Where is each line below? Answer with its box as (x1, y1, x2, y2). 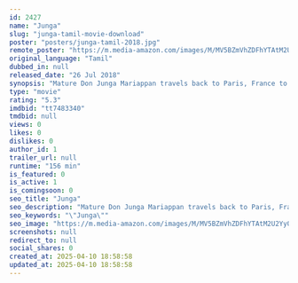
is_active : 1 (9, 178, 58, 187)
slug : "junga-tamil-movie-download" (9, 29, 145, 38)
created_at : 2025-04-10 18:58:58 (9, 252, 133, 262)
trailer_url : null (9, 153, 77, 162)
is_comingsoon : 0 (9, 186, 74, 195)
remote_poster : (9, 46, 66, 55)
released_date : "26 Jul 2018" (9, 71, 122, 80)
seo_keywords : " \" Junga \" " (9, 210, 109, 220)
